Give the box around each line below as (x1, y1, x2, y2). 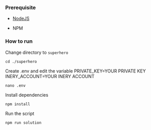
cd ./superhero (5, 59, 37, 64)
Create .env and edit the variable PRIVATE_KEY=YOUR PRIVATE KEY (5, 68, 146, 74)
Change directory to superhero (5, 49, 68, 55)
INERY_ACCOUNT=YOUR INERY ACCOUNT (5, 73, 95, 79)
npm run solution (5, 120, 42, 125)
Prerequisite (5, 4, 36, 11)
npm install (5, 101, 30, 107)
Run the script (5, 110, 34, 116)
